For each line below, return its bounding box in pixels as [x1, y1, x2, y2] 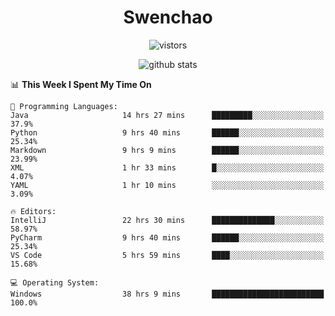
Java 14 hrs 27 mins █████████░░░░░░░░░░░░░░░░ [10, 110, 325, 120]
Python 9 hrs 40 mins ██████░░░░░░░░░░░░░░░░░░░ [10, 127, 325, 138]
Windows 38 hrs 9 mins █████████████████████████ [10, 289, 325, 299]
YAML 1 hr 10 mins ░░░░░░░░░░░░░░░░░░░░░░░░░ [10, 180, 325, 190]
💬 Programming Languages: [10, 101, 118, 111]
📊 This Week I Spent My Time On [10, 78, 152, 90]
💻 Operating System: [10, 277, 100, 288]
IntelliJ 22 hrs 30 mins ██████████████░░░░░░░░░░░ [10, 215, 325, 225]
